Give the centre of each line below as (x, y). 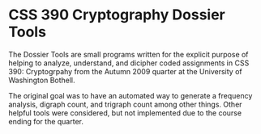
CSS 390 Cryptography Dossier (117, 15)
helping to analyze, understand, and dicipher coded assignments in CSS (129, 63)
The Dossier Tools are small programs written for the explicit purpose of (128, 54)
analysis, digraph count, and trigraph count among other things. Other (125, 104)
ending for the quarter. (46, 121)
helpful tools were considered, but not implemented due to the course (125, 113)
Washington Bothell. (42, 80)
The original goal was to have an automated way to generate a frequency (130, 95)
